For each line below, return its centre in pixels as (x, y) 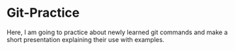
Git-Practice (43, 13)
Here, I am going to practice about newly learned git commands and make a (117, 32)
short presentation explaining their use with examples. (86, 39)
